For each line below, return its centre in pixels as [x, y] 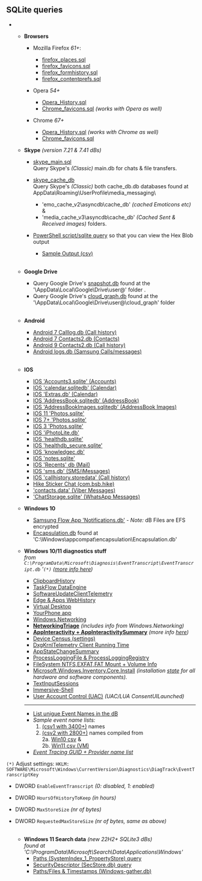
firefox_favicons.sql [66, 66]
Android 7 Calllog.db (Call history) [75, 332]
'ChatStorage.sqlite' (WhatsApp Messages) [86, 497]
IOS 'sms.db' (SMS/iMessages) [71, 471]
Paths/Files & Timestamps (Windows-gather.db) [92, 871]
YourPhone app [52, 612]
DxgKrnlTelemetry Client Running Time [81, 644]
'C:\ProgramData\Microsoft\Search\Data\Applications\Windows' [103, 852]
